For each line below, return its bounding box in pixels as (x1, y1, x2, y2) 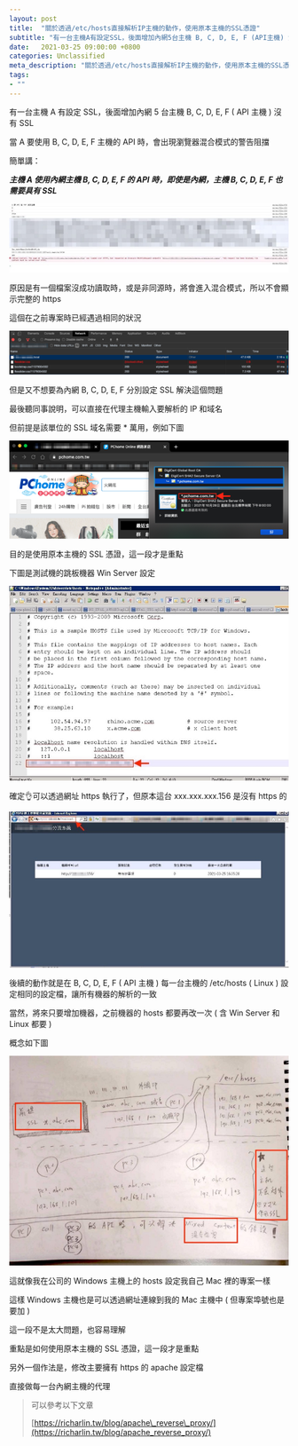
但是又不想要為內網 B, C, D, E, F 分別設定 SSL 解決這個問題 (9, 384, 223, 395)
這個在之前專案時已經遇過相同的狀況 (9, 312, 142, 323)
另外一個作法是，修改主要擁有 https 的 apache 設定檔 (9, 1363, 204, 1373)
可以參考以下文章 (30, 1400, 94, 1410)
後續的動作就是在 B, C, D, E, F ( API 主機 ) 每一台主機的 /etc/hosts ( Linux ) (9, 977, 279, 989)
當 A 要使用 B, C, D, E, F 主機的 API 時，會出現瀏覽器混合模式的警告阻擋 (9, 136, 271, 146)
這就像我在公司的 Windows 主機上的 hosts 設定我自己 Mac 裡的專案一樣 (9, 1276, 271, 1286)
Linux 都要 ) (9, 1019, 52, 1030)
